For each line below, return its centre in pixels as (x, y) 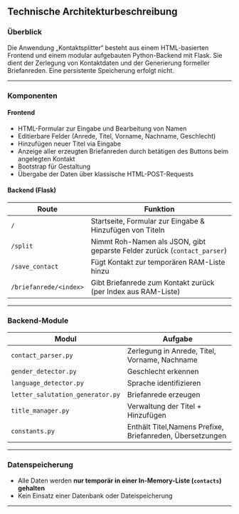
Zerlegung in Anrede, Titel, (171, 351)
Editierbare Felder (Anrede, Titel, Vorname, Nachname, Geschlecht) (117, 136)
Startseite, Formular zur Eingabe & (148, 221)
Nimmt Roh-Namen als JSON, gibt (148, 242)
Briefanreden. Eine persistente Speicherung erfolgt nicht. (91, 70)
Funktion (159, 209)
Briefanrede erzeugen (164, 395)
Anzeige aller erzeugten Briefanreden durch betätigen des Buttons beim (123, 151)
